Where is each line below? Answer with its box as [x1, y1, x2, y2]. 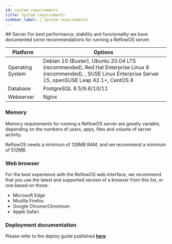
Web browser [5, 160, 39, 167]
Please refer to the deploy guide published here [5, 233, 106, 239]
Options [94, 49, 114, 56]
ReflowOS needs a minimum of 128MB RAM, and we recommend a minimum [5, 141, 166, 147]
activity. [5, 132, 22, 138]
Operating [8, 64, 32, 71]
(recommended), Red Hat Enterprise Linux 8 [42, 64, 149, 71]
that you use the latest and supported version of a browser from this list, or [5, 177, 163, 183]
